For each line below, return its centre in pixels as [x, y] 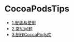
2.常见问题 [22, 28]
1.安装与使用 [24, 22]
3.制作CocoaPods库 [31, 34]
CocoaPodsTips [37, 9]
